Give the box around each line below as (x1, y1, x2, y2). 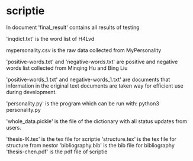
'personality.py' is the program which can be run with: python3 (6, 99, 160, 107)
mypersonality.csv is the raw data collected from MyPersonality (6, 46, 162, 54)
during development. (6, 88, 57, 95)
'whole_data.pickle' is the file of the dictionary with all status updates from (6, 117, 188, 125)
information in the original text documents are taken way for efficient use (6, 82, 184, 89)
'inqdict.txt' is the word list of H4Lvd (6, 35, 95, 42)
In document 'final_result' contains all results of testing (6, 24, 140, 31)
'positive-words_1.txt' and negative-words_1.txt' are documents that (6, 76, 171, 83)
